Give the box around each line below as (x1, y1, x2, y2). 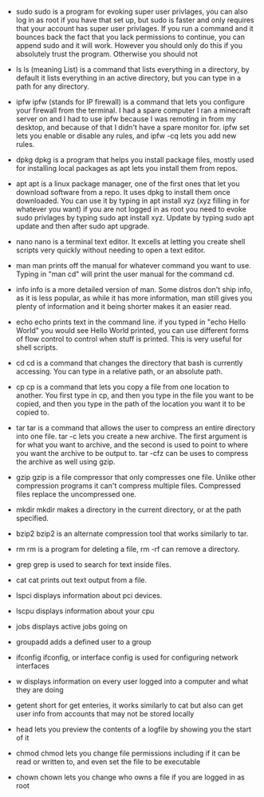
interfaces (15, 661, 49, 670)
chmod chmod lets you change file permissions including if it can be (15, 748, 241, 758)
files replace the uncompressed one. (15, 490, 137, 498)
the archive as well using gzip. (15, 457, 116, 466)
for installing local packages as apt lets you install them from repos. (15, 164, 238, 172)
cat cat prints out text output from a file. (15, 575, 148, 585)
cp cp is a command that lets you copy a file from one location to (15, 383, 230, 391)
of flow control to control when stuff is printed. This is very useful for (15, 335, 242, 343)
